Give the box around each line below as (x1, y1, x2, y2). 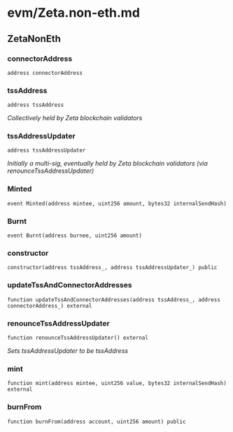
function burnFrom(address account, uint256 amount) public (7, 418, 187, 425)
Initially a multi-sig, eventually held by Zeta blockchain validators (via (7, 159, 209, 168)
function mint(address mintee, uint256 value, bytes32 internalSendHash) (7, 380, 227, 387)
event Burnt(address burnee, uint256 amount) (7, 232, 142, 239)
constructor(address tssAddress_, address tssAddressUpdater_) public (7, 264, 218, 271)
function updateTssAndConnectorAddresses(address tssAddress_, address (7, 296, 220, 303)
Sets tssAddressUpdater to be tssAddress (7, 346, 128, 354)
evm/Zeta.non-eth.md (7, 5, 140, 21)
